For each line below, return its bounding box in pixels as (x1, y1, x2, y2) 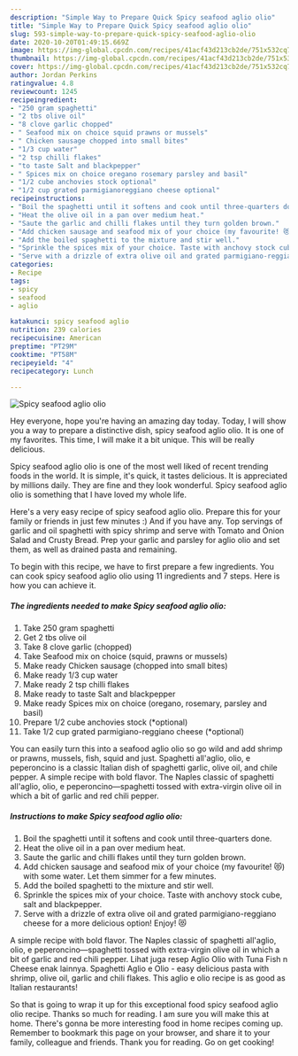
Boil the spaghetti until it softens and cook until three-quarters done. (22, 834, 272, 844)
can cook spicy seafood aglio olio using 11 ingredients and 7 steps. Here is (10, 571, 280, 581)
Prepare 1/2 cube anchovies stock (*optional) (22, 717, 188, 727)
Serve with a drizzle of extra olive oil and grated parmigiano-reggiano (22, 909, 277, 920)
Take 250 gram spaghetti (22, 623, 115, 633)
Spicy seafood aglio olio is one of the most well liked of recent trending (10, 462, 269, 472)
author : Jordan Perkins (10, 71, 98, 80)
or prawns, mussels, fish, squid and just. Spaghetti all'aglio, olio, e (10, 753, 251, 764)
